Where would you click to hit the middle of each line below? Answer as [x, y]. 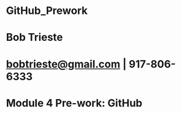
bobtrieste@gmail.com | [66, 64]
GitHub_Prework [47, 11]
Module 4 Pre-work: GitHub [74, 103]
